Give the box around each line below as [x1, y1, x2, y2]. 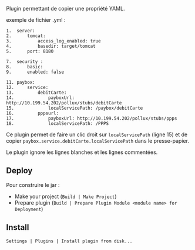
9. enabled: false [6, 69, 65, 75]
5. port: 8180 [6, 48, 54, 54]
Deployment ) [14, 205, 43, 212]
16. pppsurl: [6, 110, 59, 116]
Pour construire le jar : [6, 181, 60, 188]
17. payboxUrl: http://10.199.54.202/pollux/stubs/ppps [6, 116, 177, 121]
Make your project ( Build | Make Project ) [14, 193, 117, 200]
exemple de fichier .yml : [6, 17, 66, 23]
